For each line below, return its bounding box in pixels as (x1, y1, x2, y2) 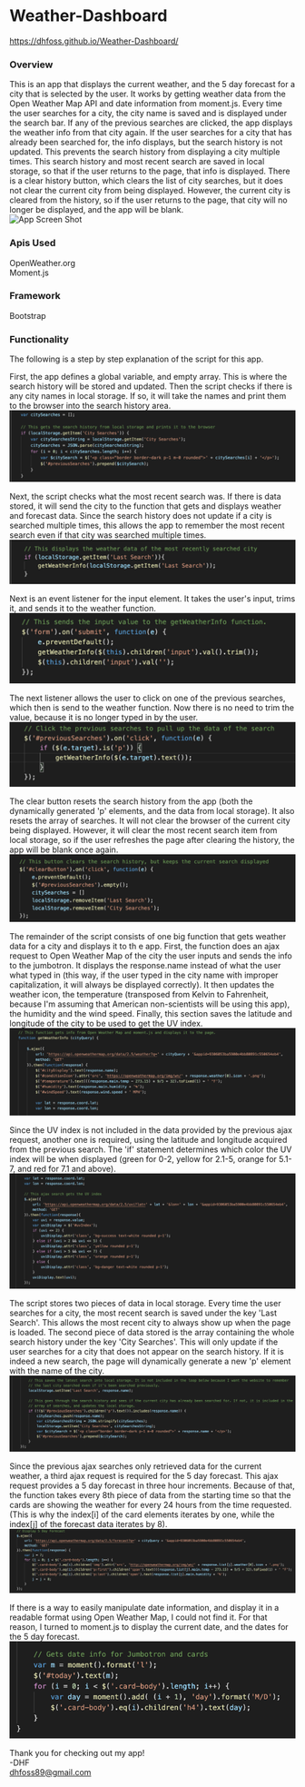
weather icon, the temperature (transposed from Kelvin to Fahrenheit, (9, 989, 270, 1000)
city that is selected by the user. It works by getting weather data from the (9, 88, 286, 100)
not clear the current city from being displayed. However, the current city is (9, 185, 291, 196)
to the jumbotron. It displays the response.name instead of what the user (9, 960, 281, 971)
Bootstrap (9, 310, 47, 321)
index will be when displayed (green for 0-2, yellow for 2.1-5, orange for (9, 1154, 277, 1165)
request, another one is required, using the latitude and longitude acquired (9, 1135, 288, 1146)
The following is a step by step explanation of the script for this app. (9, 353, 264, 364)
